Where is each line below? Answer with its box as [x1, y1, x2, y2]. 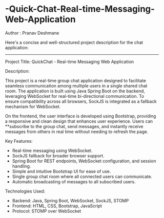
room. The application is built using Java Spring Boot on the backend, [5, 88, 145, 94]
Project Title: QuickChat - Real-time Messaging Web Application [5, 59, 134, 65]
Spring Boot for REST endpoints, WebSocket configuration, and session [12, 158, 156, 164]
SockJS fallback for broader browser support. [12, 153, 105, 158]
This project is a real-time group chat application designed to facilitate [5, 77, 146, 84]
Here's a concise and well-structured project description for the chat [5, 39, 143, 45]
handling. [12, 163, 31, 169]
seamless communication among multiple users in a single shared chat [5, 83, 147, 88]
